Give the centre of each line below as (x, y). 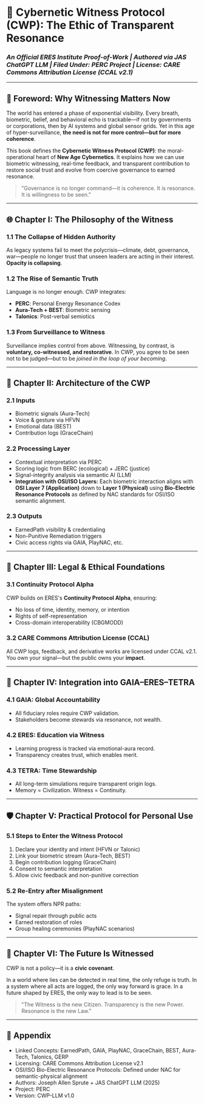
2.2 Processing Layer (38, 449)
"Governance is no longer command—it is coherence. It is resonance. (108, 188)
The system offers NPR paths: (44, 904)
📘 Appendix (29, 1036)
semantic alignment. (40, 501)
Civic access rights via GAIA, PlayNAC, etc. (69, 542)
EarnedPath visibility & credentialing (60, 529)
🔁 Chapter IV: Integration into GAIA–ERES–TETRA (101, 682)
